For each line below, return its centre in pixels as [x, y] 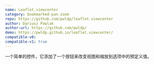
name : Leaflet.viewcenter [31, 10]
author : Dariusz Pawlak [30, 23]
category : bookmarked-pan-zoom [37, 14]
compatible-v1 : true [26, 42]
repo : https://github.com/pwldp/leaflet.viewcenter [59, 19]
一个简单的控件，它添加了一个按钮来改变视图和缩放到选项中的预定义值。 [78, 56]
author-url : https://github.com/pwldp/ [46, 28]
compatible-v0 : [21, 37]
